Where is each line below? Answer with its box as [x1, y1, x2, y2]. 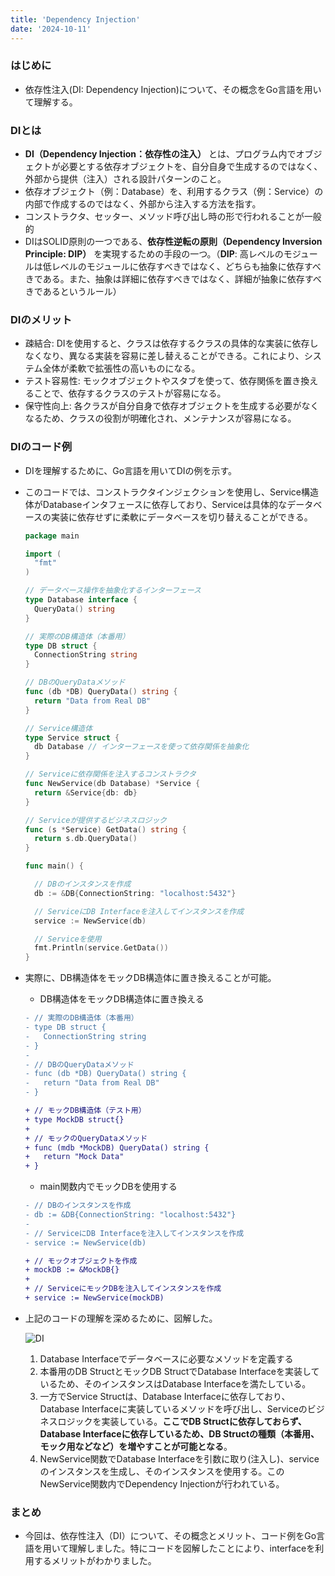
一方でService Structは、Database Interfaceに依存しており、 [39, 1390, 291, 1402]
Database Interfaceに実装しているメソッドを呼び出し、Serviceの [39, 1402, 308, 1415]
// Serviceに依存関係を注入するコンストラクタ [24, 769, 197, 780]
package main [24, 531, 80, 541]
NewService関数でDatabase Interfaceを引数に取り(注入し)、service [39, 1452, 320, 1465]
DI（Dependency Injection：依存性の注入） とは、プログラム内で [24, 148, 297, 160]
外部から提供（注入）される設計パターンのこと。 [24, 173, 227, 185]
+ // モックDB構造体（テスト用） [24, 1106, 147, 1116]
